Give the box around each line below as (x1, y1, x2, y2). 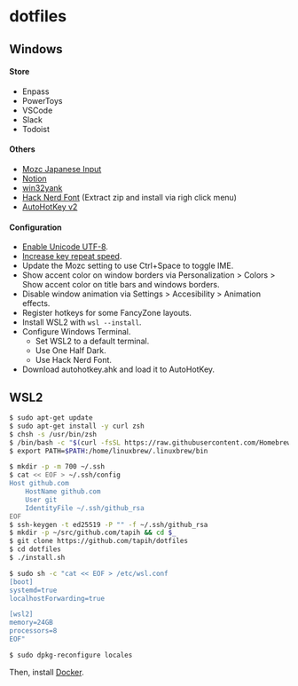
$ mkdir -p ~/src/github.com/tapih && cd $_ (9, 528, 176, 538)
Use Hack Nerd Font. (35, 355, 113, 366)
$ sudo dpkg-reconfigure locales (9, 651, 133, 659)
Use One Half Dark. (35, 345, 106, 356)
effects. (21, 298, 51, 309)
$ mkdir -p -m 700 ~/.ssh (9, 462, 105, 471)
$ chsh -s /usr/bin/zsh (9, 430, 98, 438)
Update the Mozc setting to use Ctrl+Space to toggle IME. (21, 260, 234, 272)
